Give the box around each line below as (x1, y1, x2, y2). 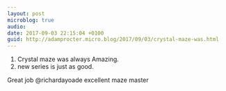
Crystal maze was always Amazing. (17, 55, 120, 63)
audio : (7, 23, 26, 30)
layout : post (7, 10, 45, 17)
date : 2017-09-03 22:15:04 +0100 (7, 29, 104, 37)
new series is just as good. (17, 63, 94, 71)
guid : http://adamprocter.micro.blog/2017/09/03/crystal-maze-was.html (7, 36, 219, 43)
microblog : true (7, 17, 54, 24)
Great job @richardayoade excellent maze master (7, 76, 150, 84)
